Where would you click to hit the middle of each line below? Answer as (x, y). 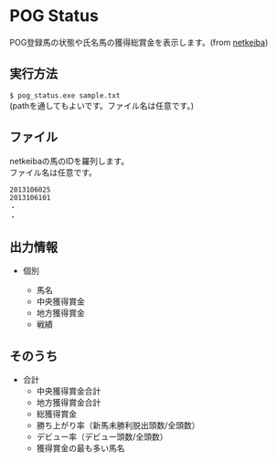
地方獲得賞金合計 (69, 403)
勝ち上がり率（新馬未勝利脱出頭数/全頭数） (118, 425)
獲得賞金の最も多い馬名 (80, 448)
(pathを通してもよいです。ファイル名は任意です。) (102, 105)
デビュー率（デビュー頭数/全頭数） (102, 437)
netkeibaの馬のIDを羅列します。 (69, 161)
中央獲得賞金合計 (69, 391)
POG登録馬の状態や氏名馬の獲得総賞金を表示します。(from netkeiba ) (139, 42)
